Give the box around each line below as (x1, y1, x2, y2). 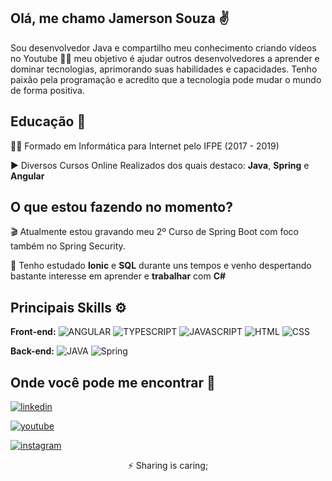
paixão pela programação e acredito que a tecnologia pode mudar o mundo (10, 73, 322, 85)
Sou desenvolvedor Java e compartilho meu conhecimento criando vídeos (10, 41, 317, 54)
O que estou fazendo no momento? (10, 199, 233, 216)
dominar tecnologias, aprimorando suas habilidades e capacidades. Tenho (10, 63, 318, 75)
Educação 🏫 (10, 113, 87, 130)
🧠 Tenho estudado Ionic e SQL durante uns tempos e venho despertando (10, 260, 312, 272)
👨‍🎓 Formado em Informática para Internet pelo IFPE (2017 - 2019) (10, 140, 280, 152)
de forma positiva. (10, 84, 85, 96)
